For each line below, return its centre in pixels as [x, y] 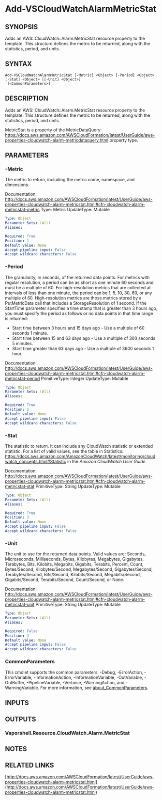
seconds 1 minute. [30, 333]
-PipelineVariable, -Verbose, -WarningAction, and [75, 682]
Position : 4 [17, 636]
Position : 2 [17, 410]
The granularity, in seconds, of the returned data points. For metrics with [77, 277]
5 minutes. [22, 343]
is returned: [16, 318]
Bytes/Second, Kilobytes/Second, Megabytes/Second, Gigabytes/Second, [79, 569]
